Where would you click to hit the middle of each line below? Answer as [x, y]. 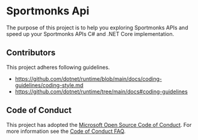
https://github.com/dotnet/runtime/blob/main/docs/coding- [88, 78]
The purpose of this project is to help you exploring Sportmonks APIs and [97, 28]
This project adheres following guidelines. [58, 67]
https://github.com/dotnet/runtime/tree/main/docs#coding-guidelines [101, 92]
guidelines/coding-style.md [49, 85]
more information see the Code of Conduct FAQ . [66, 131]
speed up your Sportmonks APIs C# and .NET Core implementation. [90, 34]
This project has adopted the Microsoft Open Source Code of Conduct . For [99, 124]
